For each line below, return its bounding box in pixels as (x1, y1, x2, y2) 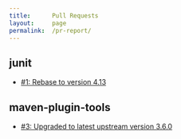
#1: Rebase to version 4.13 (20, 77, 107, 87)
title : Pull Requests (9, 11, 99, 20)
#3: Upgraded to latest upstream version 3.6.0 (20, 121, 173, 131)
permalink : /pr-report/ (9, 26, 92, 34)
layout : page (9, 19, 67, 27)
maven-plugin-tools (9, 101, 111, 114)
